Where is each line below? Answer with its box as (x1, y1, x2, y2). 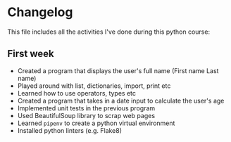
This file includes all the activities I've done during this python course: (7, 27, 210, 36)
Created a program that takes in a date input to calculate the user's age (17, 96, 225, 105)
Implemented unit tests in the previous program (17, 103, 156, 112)
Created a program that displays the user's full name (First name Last (17, 66, 219, 75)
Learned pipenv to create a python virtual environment (17, 119, 175, 127)
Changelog (7, 4, 73, 20)
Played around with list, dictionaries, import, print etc (17, 82, 171, 90)
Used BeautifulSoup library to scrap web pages (17, 111, 156, 120)
